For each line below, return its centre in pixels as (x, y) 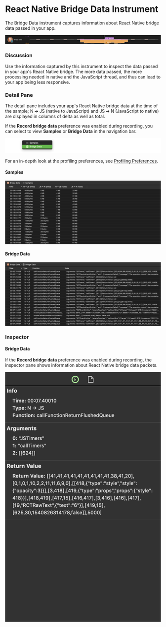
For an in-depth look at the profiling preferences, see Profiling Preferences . (82, 161)
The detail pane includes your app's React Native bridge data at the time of (82, 106)
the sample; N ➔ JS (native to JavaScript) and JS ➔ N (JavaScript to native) (82, 111)
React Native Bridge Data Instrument (82, 9)
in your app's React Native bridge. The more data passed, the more (74, 71)
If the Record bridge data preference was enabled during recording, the (79, 360)
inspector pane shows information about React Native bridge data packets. (82, 365)
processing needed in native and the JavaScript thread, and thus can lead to (83, 77)
